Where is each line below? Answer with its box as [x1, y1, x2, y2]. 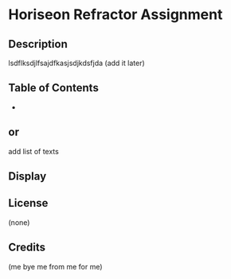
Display [8, 169, 47, 184]
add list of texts [8, 146, 60, 156]
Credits [8, 241, 46, 254]
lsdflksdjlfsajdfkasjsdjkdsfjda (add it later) [8, 58, 145, 68]
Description [8, 37, 68, 51]
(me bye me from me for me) [8, 262, 103, 271]
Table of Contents [8, 81, 100, 95]
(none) [8, 217, 30, 227]
